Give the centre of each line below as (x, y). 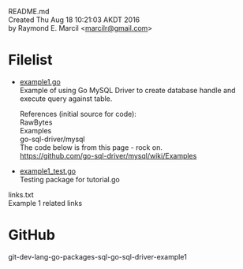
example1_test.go (48, 171)
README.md (29, 11)
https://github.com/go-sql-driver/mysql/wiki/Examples (108, 155)
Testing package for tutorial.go (69, 179)
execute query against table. (66, 99)
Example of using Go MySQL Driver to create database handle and (127, 90)
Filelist (30, 60)
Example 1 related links (45, 203)
